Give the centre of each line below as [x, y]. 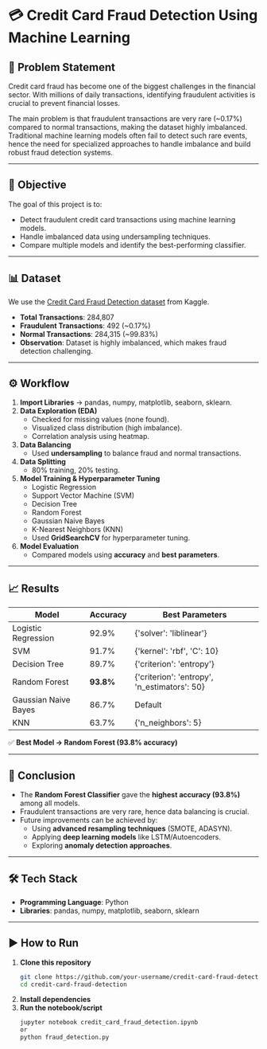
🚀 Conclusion [42, 775]
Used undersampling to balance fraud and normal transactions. [136, 453]
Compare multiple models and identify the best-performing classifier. [133, 245]
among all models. [50, 803]
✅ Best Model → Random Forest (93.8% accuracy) [93, 742]
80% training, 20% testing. [76, 470]
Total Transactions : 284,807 [67, 317]
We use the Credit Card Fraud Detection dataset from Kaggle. [109, 301]
